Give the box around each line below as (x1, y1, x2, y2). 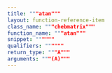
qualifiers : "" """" (7, 42, 64, 49)
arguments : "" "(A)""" (7, 56, 71, 63)
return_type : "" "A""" (7, 49, 71, 56)
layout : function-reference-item (7, 17, 105, 24)
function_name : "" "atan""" (7, 29, 86, 37)
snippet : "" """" (7, 36, 55, 43)
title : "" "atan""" (7, 10, 61, 17)
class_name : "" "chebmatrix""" (7, 23, 96, 30)
